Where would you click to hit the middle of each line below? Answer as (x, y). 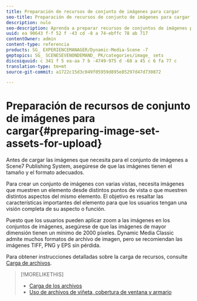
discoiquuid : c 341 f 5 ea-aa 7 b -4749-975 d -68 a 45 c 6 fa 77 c (91, 61)
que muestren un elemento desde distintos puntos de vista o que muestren (97, 190)
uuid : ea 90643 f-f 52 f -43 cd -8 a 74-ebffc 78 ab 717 (77, 34)
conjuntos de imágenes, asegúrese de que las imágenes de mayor (86, 227)
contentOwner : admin (31, 39)
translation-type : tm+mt (36, 66)
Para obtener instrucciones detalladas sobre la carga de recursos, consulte (97, 257)
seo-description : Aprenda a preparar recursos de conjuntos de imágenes (97, 28)
